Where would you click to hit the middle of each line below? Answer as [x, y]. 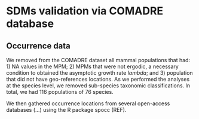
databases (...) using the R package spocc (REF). [66, 110]
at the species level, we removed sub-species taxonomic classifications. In [98, 86]
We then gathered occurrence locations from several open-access [88, 103]
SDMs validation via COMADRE [85, 11]
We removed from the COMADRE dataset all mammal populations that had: [98, 60]
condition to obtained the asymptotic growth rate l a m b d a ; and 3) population [99, 73]
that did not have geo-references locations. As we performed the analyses [98, 79]
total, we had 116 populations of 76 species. [60, 92]
